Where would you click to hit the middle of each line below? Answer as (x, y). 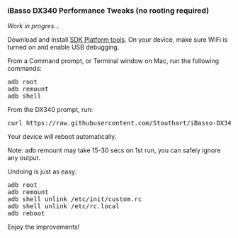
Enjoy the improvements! (44, 227)
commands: (25, 69)
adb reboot (26, 214)
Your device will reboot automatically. (62, 137)
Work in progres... (34, 26)
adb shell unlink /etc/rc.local (63, 206)
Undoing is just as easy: (42, 171)
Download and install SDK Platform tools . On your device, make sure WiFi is (118, 40)
